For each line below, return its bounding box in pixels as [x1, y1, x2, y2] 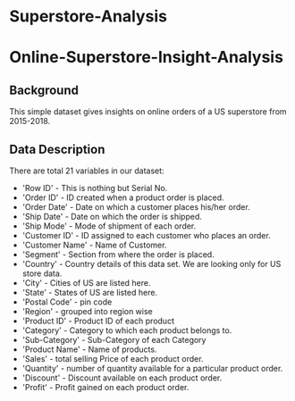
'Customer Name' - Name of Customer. [21, 239, 167, 250]
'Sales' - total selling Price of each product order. [21, 354, 204, 363]
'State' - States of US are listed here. [21, 288, 158, 297]
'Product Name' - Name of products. [21, 344, 157, 355]
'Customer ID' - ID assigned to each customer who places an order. [21, 230, 271, 240]
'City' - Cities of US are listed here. [21, 278, 151, 288]
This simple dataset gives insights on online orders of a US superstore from [9, 106, 288, 117]
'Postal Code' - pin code [21, 297, 113, 307]
